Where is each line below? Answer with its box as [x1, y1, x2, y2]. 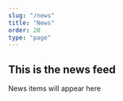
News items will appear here [8, 84, 102, 93]
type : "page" [8, 33, 52, 42]
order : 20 [8, 26, 41, 34]
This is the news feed [8, 62, 117, 76]
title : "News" [8, 19, 56, 27]
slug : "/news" [8, 11, 56, 20]
